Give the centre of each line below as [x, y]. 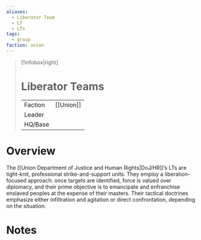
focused [16, 180]
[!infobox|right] [40, 62]
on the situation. [26, 206]
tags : [13, 34]
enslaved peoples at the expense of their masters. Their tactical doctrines [97, 193]
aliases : [17, 12]
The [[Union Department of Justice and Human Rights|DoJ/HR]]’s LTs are [97, 167]
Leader [34, 115]
